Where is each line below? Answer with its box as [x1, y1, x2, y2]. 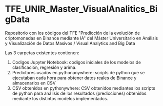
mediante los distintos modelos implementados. [12, 95, 108, 101]
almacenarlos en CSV [12, 80, 56, 86]
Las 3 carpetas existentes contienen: [5, 50, 80, 56]
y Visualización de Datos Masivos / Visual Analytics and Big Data [5, 40, 135, 46]
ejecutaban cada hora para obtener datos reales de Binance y [12, 75, 137, 81]
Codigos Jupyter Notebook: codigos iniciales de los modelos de [12, 59, 141, 65]
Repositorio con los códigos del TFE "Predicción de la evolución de [5, 30, 140, 36]
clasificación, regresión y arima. [12, 64, 77, 70]
